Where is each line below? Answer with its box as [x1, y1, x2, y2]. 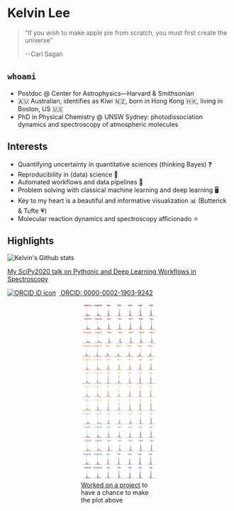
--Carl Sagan [24, 50, 64, 58]
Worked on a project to [81, 481, 148, 490]
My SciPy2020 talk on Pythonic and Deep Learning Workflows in [7, 267, 196, 276]
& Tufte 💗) [17, 206, 48, 215]
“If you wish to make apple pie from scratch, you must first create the [24, 28, 228, 37]
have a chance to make [81, 488, 149, 497]
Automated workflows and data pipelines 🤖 [17, 177, 144, 186]
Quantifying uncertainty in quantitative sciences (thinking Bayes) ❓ [17, 159, 213, 168]
